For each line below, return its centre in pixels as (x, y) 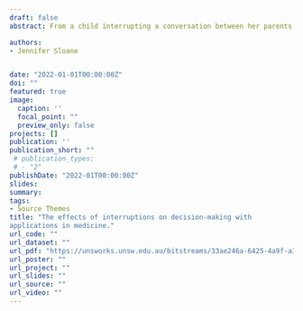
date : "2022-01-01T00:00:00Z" (66, 75)
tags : (19, 201)
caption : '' (40, 108)
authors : (26, 42)
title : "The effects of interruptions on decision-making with (131, 217)
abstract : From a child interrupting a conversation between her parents (151, 26)
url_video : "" (36, 293)
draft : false (34, 18)
